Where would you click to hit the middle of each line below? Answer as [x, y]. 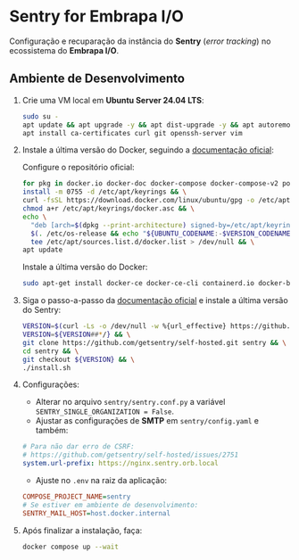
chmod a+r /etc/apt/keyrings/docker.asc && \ [108, 209]
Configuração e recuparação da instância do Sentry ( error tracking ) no [140, 41]
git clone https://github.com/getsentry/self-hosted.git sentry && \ [154, 342]
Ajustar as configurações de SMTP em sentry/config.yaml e [147, 421]
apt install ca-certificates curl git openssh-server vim [132, 133]
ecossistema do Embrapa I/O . [64, 50]
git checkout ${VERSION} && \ [79, 359]
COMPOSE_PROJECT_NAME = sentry [76, 497]
